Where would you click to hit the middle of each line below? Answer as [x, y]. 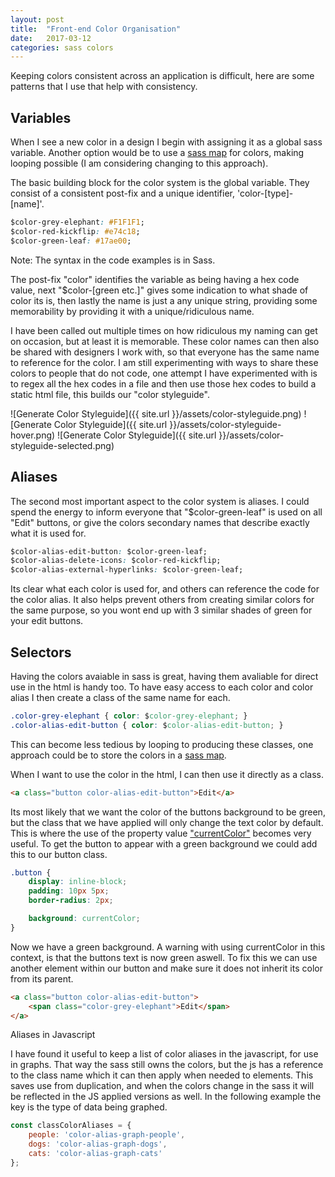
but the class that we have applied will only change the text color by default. [167, 822]
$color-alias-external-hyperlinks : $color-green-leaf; [127, 570]
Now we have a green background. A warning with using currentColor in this [168, 947]
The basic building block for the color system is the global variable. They [160, 183]
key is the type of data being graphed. [89, 1107]
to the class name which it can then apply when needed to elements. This [162, 1075]
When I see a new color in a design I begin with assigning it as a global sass [166, 142]
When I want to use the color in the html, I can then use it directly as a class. [167, 774]
